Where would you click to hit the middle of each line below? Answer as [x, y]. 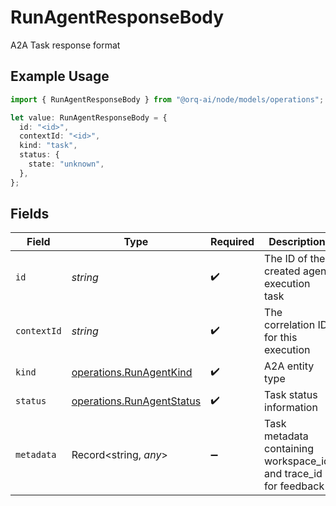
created [282, 271]
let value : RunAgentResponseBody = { [89, 117]
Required [232, 242]
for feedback [294, 486]
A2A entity [289, 366]
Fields [30, 214]
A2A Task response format [65, 45]
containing [289, 449]
